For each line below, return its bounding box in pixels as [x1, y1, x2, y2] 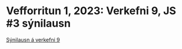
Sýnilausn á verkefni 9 [6, 36, 60, 43]
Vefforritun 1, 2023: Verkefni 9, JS [6, 4, 177, 18]
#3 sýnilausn [6, 17, 71, 30]
